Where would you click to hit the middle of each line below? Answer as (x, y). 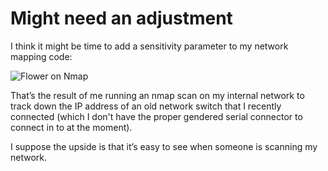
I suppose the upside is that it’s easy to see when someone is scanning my (164, 146)
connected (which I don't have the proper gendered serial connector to (156, 116)
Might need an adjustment (121, 18)
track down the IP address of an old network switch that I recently (146, 106)
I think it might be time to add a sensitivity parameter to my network (149, 46)
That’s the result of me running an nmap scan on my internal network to (157, 95)
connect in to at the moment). (71, 127)
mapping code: (41, 56)
